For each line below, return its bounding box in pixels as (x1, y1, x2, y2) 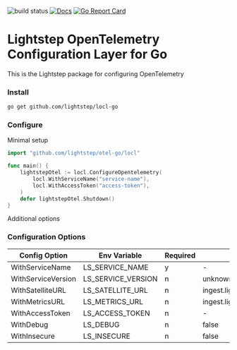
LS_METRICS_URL (83, 296, 143, 306)
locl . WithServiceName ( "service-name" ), (32, 176, 150, 183)
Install (7, 87, 30, 97)
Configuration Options (7, 232, 86, 242)
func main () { (7, 162, 49, 169)
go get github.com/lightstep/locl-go (7, 103, 119, 111)
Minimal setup (7, 136, 49, 145)
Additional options (7, 215, 61, 223)
